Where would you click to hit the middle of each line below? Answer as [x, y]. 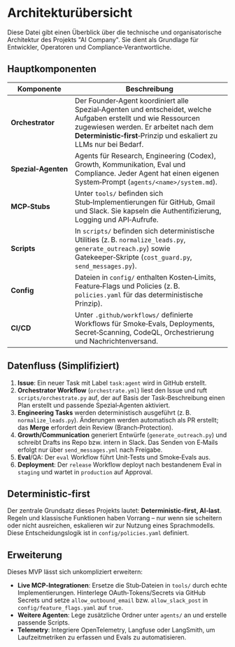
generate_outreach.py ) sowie [122, 248]
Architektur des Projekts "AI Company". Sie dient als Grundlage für [103, 39]
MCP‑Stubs [30, 206]
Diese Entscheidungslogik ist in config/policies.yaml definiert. [98, 533]
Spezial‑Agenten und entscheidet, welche [143, 109]
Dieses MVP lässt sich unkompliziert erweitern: [75, 572]
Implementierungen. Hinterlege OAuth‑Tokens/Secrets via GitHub [112, 593]
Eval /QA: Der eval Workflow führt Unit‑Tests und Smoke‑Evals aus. [114, 457]
